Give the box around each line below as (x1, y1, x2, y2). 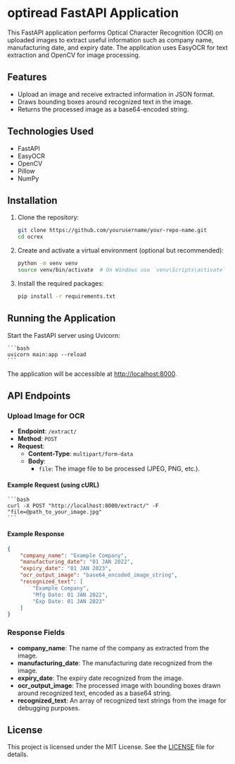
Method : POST (17, 435, 58, 443)
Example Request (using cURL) (7, 480, 100, 489)
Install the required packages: (17, 279, 104, 287)
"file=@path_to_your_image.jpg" (7, 509, 102, 516)
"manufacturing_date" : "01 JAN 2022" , (20, 559, 134, 566)
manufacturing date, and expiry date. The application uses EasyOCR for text (7, 43, 228, 51)
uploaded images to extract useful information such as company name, (7, 35, 214, 44)
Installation (7, 194, 58, 206)
